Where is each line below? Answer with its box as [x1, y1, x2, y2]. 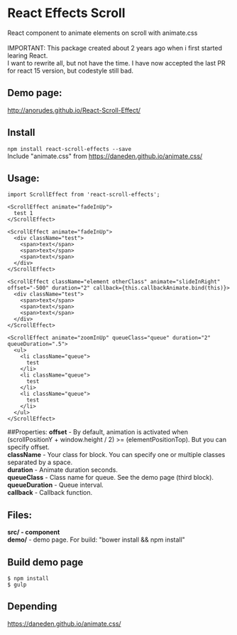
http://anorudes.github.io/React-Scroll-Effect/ [7, 105, 140, 115]
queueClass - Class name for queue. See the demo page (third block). [7, 473, 214, 482]
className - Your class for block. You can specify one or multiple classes [7, 451, 226, 459]
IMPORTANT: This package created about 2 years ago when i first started [7, 43, 222, 52]
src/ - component [7, 528, 60, 537]
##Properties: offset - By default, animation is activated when [7, 428, 189, 436]
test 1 [13, 210, 33, 217]
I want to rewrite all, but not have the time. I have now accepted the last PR [7, 58, 226, 67]
